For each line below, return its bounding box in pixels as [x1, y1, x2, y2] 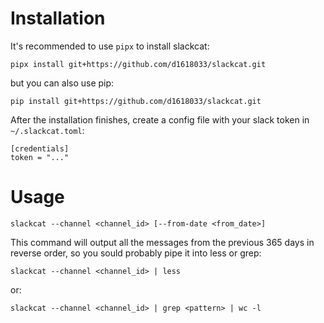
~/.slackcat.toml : [10, 124, 85, 136]
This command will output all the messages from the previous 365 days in [10, 236, 315, 248]
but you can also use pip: [10, 77, 115, 89]
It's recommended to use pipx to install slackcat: [10, 40, 210, 52]
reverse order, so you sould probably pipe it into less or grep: [10, 247, 262, 259]
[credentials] [10, 143, 70, 154]
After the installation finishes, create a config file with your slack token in [10, 113, 310, 126]
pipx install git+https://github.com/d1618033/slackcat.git [10, 59, 267, 69]
